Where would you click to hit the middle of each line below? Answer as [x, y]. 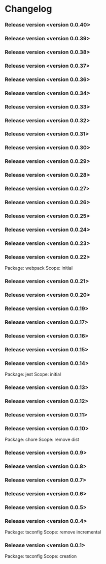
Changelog [28, 9]
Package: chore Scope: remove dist [42, 440]
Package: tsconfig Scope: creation [41, 556]
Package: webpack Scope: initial [39, 268]
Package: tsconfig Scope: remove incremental [53, 532]
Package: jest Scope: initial [33, 374]
